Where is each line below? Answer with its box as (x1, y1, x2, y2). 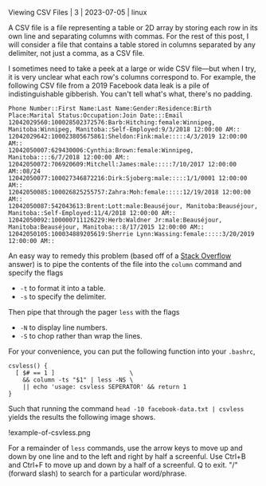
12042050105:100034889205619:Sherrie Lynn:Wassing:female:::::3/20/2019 (8, 230, 255, 238)
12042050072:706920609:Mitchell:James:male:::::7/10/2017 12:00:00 (8, 160, 237, 168)
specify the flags (8, 268, 64, 277)
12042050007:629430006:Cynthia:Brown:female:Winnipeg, (8, 147, 194, 155)
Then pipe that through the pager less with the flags (8, 308, 181, 316)
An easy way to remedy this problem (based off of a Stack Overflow (8, 251, 232, 261)
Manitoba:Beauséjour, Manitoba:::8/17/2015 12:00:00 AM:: (8, 223, 205, 231)
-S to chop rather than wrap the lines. (19, 331, 143, 340)
